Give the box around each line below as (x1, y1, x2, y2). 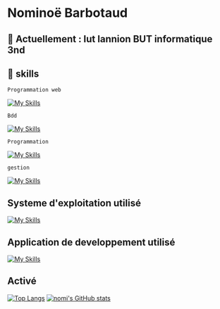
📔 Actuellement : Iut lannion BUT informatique (7, 33, 213, 45)
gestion (7, 164, 30, 172)
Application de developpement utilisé (7, 236, 176, 248)
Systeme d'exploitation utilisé (7, 197, 141, 209)
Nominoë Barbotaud (7, 5, 128, 21)
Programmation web (7, 87, 61, 94)
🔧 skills (7, 68, 39, 80)
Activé (7, 275, 37, 287)
